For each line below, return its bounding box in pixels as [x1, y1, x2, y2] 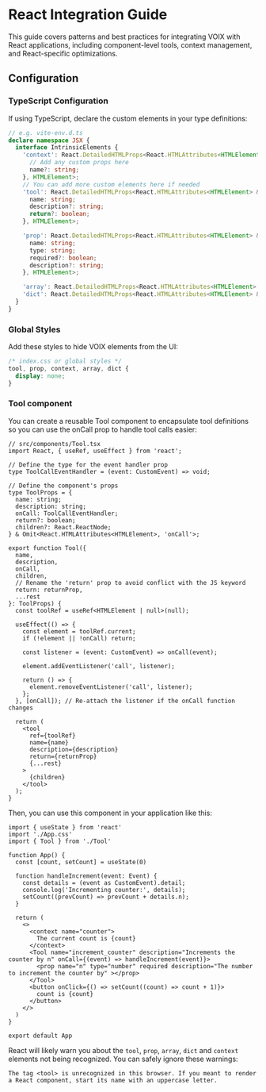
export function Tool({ [8, 544, 87, 552]
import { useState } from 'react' [8, 823, 123, 831]
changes [8, 704, 34, 712]
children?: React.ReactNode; [15, 523, 112, 531]
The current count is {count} [36, 934, 136, 942]
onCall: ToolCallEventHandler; [15, 509, 119, 517]
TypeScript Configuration [8, 95, 108, 106]
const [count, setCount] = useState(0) [15, 858, 147, 866]
